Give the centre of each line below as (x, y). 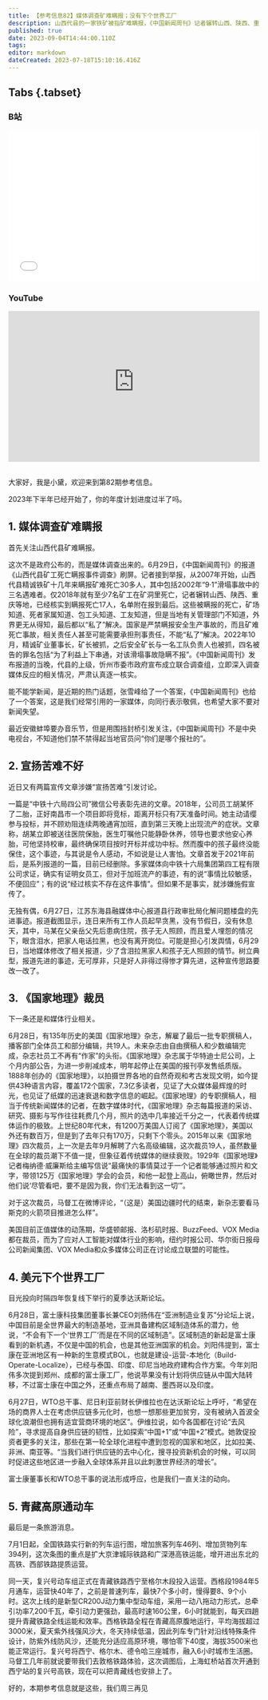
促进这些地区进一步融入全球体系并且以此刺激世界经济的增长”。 (118, 1462)
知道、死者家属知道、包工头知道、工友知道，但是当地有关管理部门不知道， (130, 614)
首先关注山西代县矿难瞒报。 (54, 547)
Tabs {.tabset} (45, 93)
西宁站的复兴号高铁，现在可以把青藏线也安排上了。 (92, 1671)
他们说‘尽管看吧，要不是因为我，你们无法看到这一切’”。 (99, 1186)
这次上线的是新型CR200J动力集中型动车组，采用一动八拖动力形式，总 (137, 1601)
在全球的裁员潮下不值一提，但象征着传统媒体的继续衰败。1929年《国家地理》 (133, 1156)
